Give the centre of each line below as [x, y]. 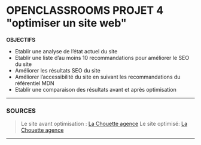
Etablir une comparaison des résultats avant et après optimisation [95, 89]
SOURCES [21, 110]
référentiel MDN [35, 83]
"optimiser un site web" [66, 23]
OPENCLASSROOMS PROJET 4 [85, 10]
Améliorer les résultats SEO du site [57, 70]
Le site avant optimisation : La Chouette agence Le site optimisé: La [104, 124]
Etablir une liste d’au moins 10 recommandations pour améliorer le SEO [102, 58]
